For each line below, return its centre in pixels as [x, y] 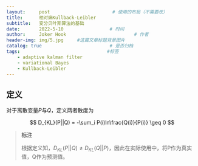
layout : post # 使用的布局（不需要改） [87, 12]
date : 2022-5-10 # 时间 [65, 29]
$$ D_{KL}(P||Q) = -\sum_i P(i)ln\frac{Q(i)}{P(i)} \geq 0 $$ [102, 123]
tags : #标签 [63, 52]
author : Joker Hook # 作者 [77, 35]
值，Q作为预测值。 [45, 156]
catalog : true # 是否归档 [70, 46]
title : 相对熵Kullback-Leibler [51, 18]
